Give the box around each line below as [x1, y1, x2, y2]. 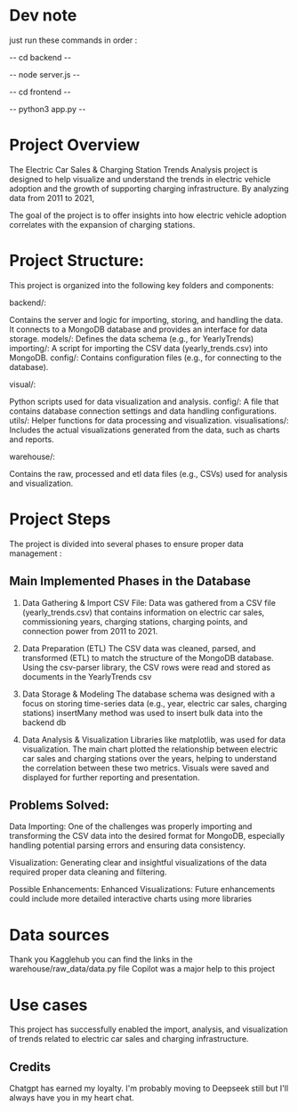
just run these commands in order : [9, 35, 138, 45]
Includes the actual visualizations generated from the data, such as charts [9, 424, 280, 435]
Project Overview [9, 135, 141, 156]
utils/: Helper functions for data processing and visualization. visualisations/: [9, 415, 289, 425]
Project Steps [9, 509, 111, 529]
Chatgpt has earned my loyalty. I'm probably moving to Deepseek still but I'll [9, 1083, 289, 1094]
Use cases [9, 995, 88, 1015]
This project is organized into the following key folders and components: [9, 279, 274, 290]
